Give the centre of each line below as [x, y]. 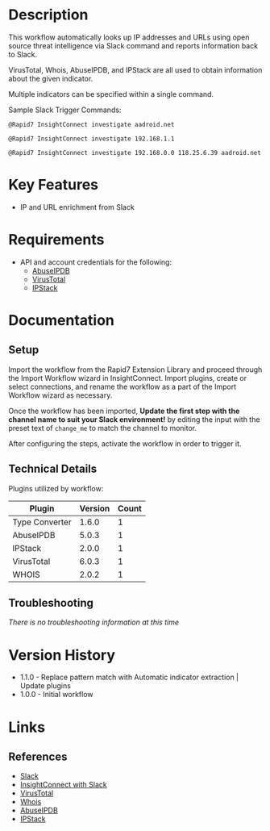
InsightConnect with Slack [63, 785]
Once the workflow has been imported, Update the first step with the [124, 411]
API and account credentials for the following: [96, 262]
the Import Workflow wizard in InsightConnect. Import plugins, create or [128, 378]
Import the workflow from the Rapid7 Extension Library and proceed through [135, 370]
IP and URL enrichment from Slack [77, 207]
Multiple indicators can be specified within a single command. [111, 94]
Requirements [56, 240]
